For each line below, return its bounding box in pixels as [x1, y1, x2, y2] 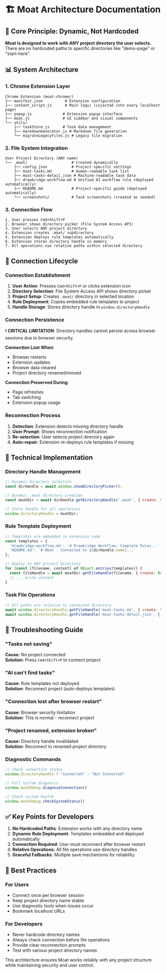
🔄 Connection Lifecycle [5, 257, 78, 265]
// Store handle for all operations [5, 506, 81, 511]
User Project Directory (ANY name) [5, 155, 79, 161]
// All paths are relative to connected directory [5, 602, 112, 608]
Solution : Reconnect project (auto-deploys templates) [5, 686, 115, 692]
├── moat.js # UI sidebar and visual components [5, 116, 138, 121]
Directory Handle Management [5, 468, 81, 475]
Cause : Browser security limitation [5, 709, 76, 715]
